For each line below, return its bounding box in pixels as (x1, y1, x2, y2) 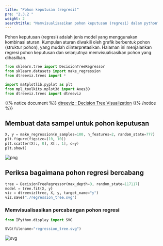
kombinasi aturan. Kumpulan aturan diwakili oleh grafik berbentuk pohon (5, 39, 150, 45)
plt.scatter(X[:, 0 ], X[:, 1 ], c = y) (5, 141, 79, 146)
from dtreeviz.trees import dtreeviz (5, 91, 81, 96)
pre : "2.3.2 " (5, 12, 34, 17)
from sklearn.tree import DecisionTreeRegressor (5, 64, 105, 69)
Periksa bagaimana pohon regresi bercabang (5, 169, 144, 177)
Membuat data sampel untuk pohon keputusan (5, 119, 149, 127)
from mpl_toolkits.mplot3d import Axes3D (5, 86, 90, 92)
